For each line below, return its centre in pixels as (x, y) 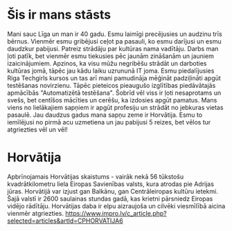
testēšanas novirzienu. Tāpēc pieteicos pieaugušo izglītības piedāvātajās (111, 85)
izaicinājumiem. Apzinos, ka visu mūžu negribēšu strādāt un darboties (107, 63)
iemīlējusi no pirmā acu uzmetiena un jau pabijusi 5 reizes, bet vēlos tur (109, 122)
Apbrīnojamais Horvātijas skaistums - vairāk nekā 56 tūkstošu (96, 176)
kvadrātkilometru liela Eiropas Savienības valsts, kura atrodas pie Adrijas (111, 184)
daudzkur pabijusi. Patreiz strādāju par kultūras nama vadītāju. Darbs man (113, 48)
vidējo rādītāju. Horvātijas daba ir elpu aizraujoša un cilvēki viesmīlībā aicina (116, 206)
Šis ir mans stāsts (59, 15)
